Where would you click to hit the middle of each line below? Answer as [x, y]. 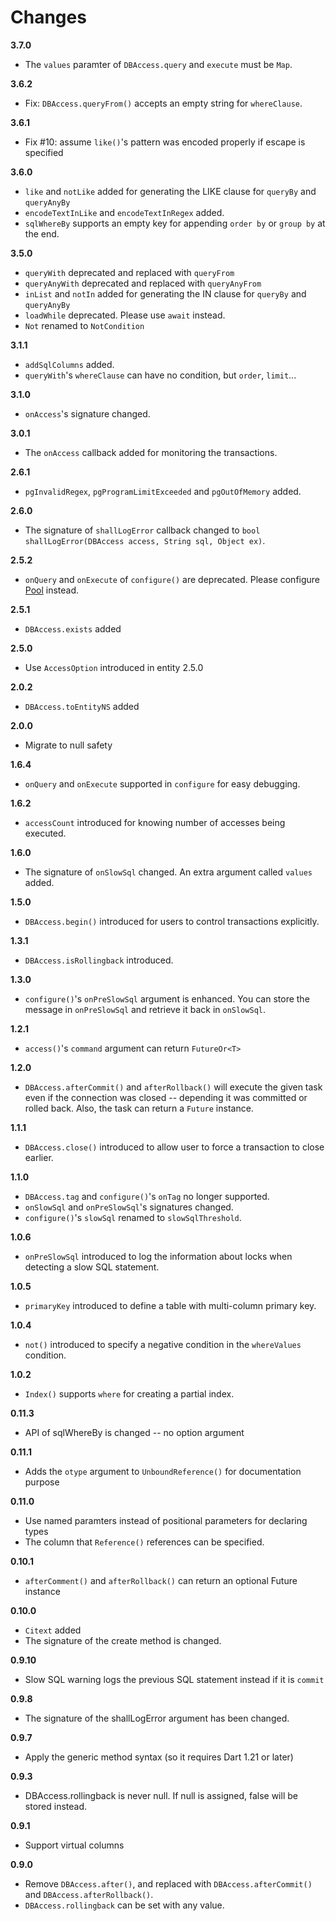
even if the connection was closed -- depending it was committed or [166, 1097]
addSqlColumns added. [69, 364]
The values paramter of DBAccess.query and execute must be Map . [158, 64]
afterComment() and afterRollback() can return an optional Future [161, 1580]
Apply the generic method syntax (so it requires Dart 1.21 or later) [159, 1757]
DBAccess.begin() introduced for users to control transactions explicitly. [172, 921]
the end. [42, 233]
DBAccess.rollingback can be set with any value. [124, 1905]
